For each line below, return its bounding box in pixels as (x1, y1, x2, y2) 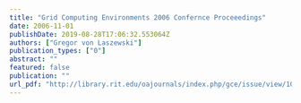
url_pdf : (9, 80, 42, 89)
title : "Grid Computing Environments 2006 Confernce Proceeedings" (9, 13, 267, 22)
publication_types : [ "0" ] (9, 47, 106, 56)
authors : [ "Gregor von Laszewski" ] (9, 38, 142, 47)
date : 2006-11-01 (9, 21, 74, 30)
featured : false (9, 64, 70, 73)
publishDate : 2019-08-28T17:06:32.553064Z (9, 30, 170, 39)
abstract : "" (9, 55, 58, 64)
